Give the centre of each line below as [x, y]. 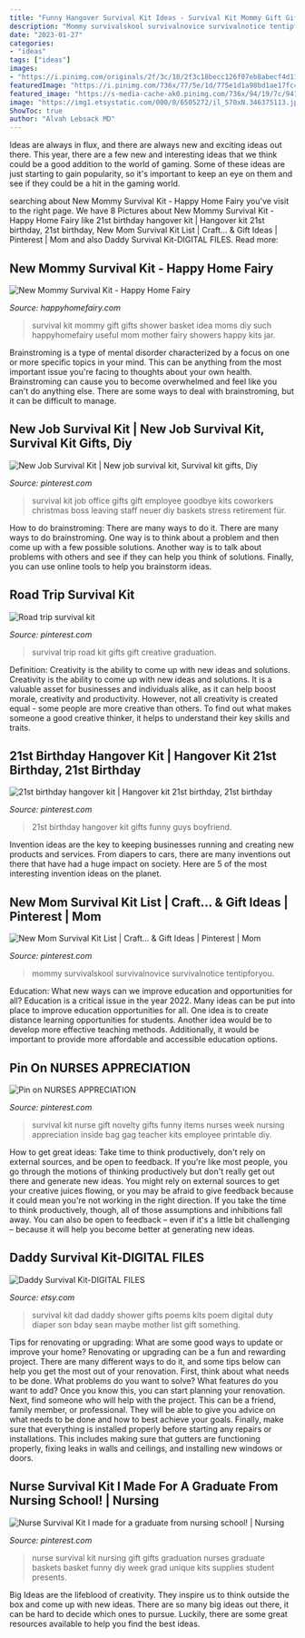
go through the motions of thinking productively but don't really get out [142, 1171]
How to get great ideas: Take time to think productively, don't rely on [138, 1152]
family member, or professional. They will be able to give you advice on [143, 1409]
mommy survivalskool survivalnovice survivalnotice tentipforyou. [153, 973]
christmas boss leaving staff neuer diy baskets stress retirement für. [159, 510]
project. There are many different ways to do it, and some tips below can [145, 1361]
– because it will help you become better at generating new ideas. [133, 1229]
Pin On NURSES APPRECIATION [100, 1068]
